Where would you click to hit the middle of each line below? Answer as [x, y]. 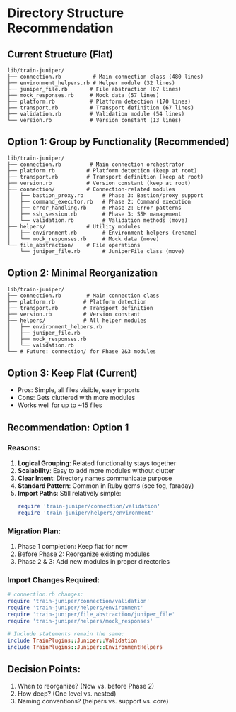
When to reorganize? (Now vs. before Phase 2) [86, 686]
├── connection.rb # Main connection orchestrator [96, 165]
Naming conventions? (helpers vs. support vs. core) [93, 701]
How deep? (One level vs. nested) [67, 694]
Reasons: [24, 447]
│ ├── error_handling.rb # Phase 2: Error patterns [94, 208]
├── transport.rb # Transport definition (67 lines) [101, 108]
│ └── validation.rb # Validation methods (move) [98, 220]
